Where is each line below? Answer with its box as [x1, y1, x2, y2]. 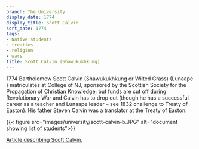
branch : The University [6, 8, 66, 15]
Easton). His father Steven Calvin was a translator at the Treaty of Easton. [6, 107, 187, 114]
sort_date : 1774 [6, 25, 47, 32]
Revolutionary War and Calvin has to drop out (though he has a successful [6, 94, 189, 101]
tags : [6, 31, 20, 37]
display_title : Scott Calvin [6, 20, 79, 26]
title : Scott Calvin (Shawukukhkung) [6, 58, 100, 64]
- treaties [6, 42, 33, 48]
